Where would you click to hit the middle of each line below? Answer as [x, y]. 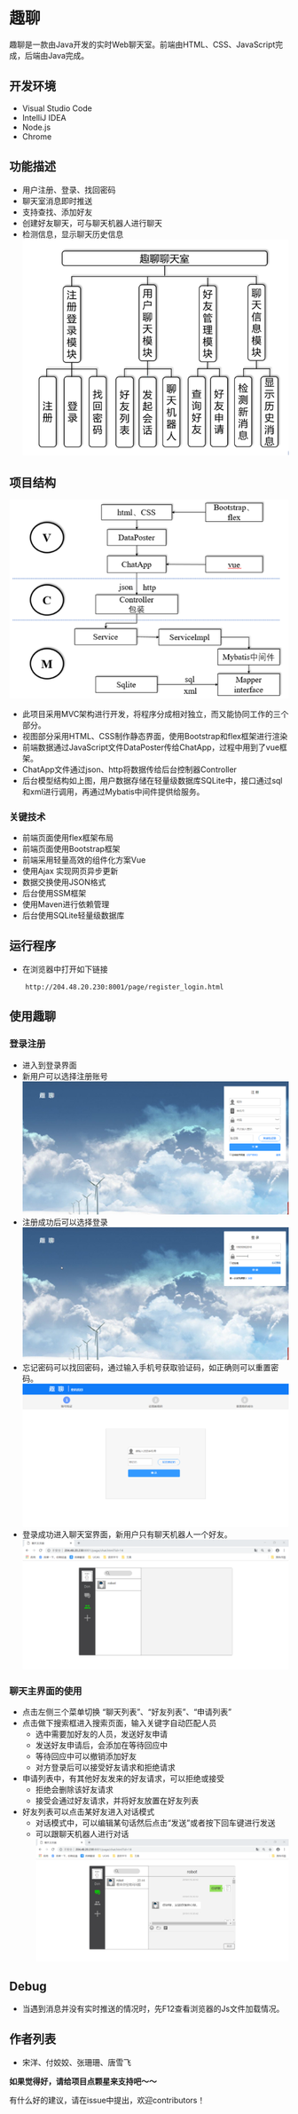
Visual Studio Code [57, 108]
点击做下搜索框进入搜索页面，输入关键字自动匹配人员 [119, 1724]
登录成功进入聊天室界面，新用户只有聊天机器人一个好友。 [127, 1534]
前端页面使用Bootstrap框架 [71, 849]
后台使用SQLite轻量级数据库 [73, 915]
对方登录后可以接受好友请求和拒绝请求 [105, 1768]
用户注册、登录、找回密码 [69, 189]
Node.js [36, 127]
